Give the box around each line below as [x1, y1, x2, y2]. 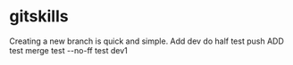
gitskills [9, 6, 69, 27]
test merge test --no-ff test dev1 [9, 45, 128, 55]
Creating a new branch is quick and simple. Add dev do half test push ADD [9, 36, 284, 46]
